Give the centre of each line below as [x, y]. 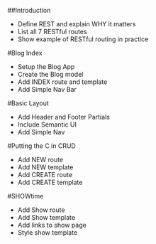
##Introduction [29, 10]
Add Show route [41, 210]
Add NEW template [45, 167]
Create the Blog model [50, 74]
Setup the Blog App [46, 67]
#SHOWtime [26, 196]
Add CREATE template [50, 182]
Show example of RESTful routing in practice [83, 39]
